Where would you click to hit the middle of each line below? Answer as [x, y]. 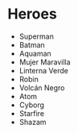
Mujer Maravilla [45, 62]
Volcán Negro [42, 87]
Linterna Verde [44, 70]
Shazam [33, 122]
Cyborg [32, 105]
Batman [32, 44]
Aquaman [35, 53]
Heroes [32, 14]
